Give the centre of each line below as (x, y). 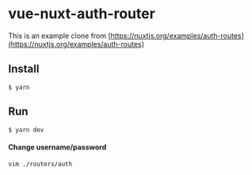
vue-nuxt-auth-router (82, 14)
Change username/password (57, 147)
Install (24, 69)
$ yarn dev (26, 130)
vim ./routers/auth (40, 164)
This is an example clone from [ (59, 36)
